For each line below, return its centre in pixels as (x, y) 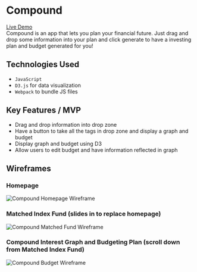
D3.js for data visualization (48, 85)
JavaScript (28, 79)
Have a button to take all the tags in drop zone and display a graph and (101, 131)
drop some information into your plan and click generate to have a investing (99, 39)
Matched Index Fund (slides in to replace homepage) (84, 214)
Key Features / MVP (44, 110)
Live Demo (19, 27)
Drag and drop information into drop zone (66, 124)
